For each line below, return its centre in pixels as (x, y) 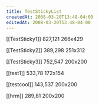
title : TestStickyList (34, 11)
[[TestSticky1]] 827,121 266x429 (45, 39)
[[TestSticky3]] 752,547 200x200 (47, 62)
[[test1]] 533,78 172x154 (35, 73)
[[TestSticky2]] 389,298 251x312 (46, 50)
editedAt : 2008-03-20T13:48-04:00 (49, 22)
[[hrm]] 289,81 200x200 (35, 96)
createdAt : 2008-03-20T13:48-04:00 (50, 17)
